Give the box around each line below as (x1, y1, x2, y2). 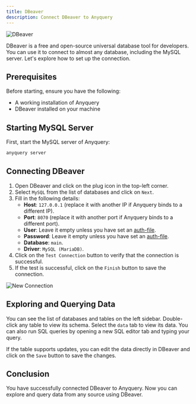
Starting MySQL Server (6, 122, 94, 132)
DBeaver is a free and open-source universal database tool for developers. (6, 42, 189, 49)
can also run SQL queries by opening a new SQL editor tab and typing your (6, 327, 190, 334)
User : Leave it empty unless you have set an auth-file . (23, 226, 156, 233)
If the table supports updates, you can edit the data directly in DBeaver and (6, 345, 190, 352)
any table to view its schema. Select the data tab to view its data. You (18, 321, 188, 329)
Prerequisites (6, 72, 57, 82)
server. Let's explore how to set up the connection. (6, 55, 131, 62)
